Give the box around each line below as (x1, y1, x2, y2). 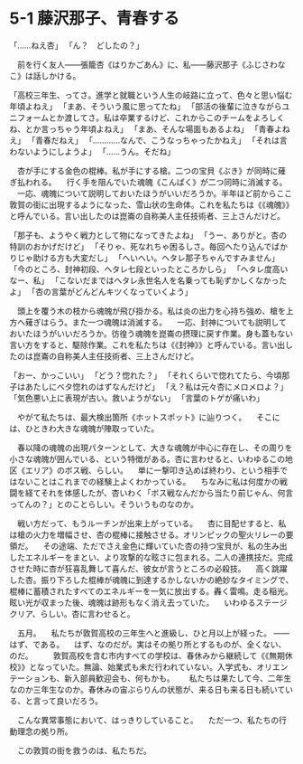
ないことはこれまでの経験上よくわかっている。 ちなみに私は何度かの (16, 476, 280, 486)
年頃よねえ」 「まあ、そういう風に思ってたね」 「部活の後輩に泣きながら (9, 100, 282, 111)
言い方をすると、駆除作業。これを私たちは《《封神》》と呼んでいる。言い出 (9, 339, 286, 350)
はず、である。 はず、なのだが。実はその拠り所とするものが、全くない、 (9, 638, 287, 649)
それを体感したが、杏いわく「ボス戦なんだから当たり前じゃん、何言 (40, 487, 294, 498)
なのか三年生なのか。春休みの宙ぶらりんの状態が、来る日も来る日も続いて (9, 684, 286, 694)
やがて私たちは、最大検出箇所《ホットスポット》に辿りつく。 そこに (16, 411, 281, 422)
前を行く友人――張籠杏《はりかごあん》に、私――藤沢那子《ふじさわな (16, 59, 286, 70)
